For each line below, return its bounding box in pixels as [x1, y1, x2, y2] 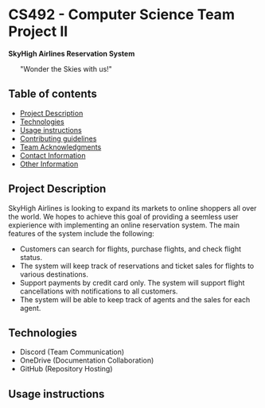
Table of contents [8, 87, 97, 101]
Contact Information [19, 150, 86, 160]
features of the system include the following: [8, 228, 155, 238]
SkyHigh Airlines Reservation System [8, 49, 135, 58]
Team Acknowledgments [19, 142, 102, 152]
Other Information [19, 159, 79, 169]
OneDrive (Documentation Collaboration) [19, 356, 154, 365]
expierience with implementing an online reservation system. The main [8, 220, 240, 230]
